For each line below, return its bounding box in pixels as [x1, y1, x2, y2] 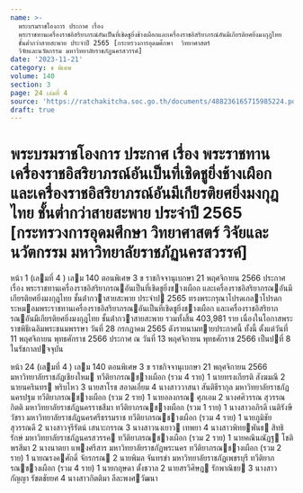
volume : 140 [10, 72, 55, 81]
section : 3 [10, 80, 51, 89]
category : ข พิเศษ [10, 64, 72, 73]
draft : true [10, 105, 55, 114]
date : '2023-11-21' [10, 55, 84, 64]
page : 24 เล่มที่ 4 [10, 88, 68, 97]
